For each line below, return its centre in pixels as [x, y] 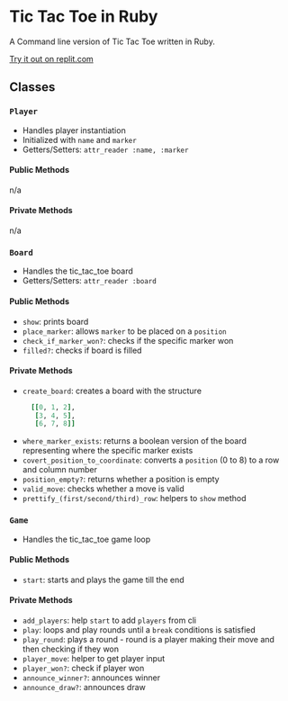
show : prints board [55, 321]
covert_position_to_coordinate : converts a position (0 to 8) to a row [151, 460]
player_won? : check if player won [83, 669]
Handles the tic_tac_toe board [77, 271]
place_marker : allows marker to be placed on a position [124, 331]
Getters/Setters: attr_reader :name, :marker [105, 149]
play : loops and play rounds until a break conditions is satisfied [139, 630]
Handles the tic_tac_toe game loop [86, 539]
